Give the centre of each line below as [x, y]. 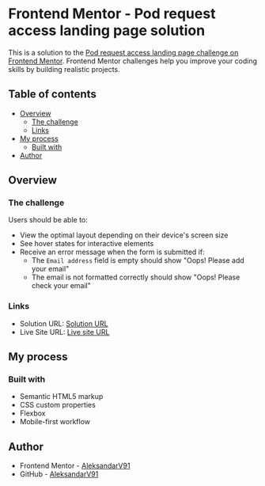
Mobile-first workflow [55, 422]
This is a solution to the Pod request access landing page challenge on [123, 52]
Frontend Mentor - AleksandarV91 [75, 466]
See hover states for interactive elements [87, 244]
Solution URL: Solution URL [64, 323]
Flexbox [32, 413]
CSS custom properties [58, 405]
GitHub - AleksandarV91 [59, 474]
